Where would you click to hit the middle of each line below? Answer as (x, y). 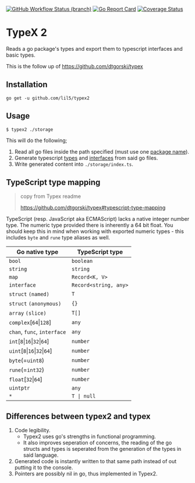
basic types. (21, 55)
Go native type (38, 252)
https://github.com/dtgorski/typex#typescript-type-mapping (93, 208)
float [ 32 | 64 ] (26, 380)
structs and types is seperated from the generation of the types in (102, 449)
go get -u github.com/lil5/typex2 (48, 98)
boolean (82, 261)
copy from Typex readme (51, 196)
